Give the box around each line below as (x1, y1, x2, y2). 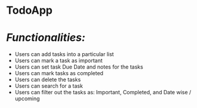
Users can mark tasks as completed (14, 70, 103, 77)
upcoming (14, 95, 40, 102)
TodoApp (6, 4, 53, 17)
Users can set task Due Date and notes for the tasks (14, 63, 143, 70)
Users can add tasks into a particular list (14, 51, 115, 58)
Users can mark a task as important (14, 57, 103, 64)
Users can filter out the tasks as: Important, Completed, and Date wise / (14, 89, 192, 96)
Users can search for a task (14, 82, 84, 90)
